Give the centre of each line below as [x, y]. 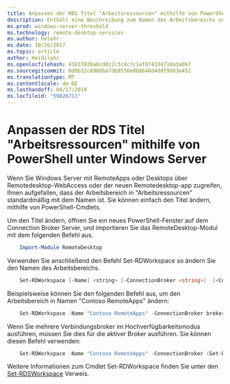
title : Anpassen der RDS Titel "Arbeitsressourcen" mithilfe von [102, 13]
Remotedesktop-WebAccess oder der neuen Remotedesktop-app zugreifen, [115, 185]
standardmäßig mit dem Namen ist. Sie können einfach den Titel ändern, [109, 200]
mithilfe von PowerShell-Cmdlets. [54, 207]
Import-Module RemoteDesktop [61, 247]
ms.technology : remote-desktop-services [66, 33]
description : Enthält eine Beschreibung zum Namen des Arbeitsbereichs [111, 20]
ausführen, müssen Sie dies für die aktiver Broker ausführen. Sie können [109, 333]
